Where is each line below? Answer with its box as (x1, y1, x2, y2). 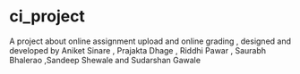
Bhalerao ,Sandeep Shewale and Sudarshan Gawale (9, 54, 201, 65)
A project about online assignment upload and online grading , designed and (9, 36, 292, 46)
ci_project (9, 6, 85, 27)
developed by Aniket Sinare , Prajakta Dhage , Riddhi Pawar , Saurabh (9, 45, 267, 55)
